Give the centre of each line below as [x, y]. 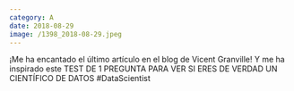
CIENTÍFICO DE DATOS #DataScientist [80, 79]
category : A [31, 17]
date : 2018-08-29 [42, 26]
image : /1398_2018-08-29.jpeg [66, 34]
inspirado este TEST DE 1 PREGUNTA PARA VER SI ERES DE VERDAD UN [143, 69]
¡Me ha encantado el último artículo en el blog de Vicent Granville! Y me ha [147, 60]
